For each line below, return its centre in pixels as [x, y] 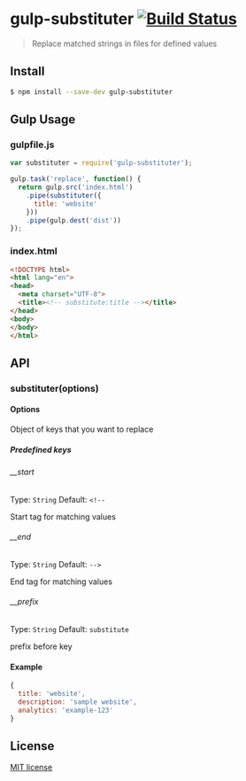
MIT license [31, 768]
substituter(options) [55, 388]
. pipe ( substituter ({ [64, 195]
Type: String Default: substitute [69, 629]
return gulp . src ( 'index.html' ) [76, 187]
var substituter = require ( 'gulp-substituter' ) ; [101, 163]
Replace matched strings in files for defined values [124, 43]
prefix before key [42, 646]
